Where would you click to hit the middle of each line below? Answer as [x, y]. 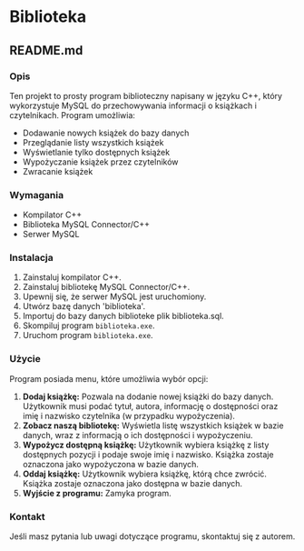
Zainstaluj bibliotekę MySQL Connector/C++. [106, 287]
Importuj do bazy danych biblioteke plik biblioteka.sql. [123, 316]
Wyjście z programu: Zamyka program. [97, 493]
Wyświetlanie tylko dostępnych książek [96, 152]
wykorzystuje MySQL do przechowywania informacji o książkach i [133, 105]
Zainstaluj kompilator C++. [72, 277]
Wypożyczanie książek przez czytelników [100, 162]
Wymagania [37, 195]
